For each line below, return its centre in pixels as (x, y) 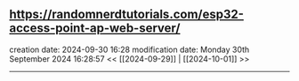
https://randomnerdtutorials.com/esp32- (127, 15)
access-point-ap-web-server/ (95, 29)
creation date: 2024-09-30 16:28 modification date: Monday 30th (129, 49)
